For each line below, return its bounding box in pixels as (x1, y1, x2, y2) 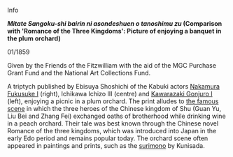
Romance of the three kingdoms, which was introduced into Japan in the (7, 127, 217, 135)
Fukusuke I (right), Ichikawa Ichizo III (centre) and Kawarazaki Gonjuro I (7, 90, 213, 98)
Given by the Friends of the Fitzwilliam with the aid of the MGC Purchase (7, 61, 217, 69)
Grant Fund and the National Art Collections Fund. (7, 69, 151, 77)
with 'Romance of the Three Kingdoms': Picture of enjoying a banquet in (7, 27, 222, 35)
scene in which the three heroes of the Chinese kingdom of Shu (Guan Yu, (7, 105, 222, 112)
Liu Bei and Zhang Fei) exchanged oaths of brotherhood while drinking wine (7, 112, 226, 120)
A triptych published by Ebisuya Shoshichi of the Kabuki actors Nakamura (7, 82, 220, 90)
